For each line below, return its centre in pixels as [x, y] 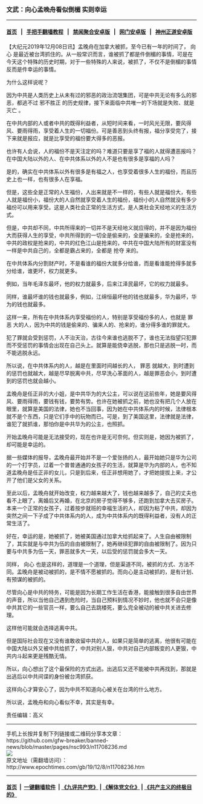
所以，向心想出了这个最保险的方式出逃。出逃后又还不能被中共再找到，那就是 [101, 669]
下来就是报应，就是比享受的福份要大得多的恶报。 [67, 138]
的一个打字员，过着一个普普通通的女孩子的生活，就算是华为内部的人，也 [96, 464]
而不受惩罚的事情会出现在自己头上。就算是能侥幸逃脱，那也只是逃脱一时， [99, 345]
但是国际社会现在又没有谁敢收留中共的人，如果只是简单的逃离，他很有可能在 [101, 640]
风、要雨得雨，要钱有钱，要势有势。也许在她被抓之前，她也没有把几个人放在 [101, 401]
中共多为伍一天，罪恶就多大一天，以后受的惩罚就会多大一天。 [93, 551]
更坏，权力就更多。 [56, 270]
